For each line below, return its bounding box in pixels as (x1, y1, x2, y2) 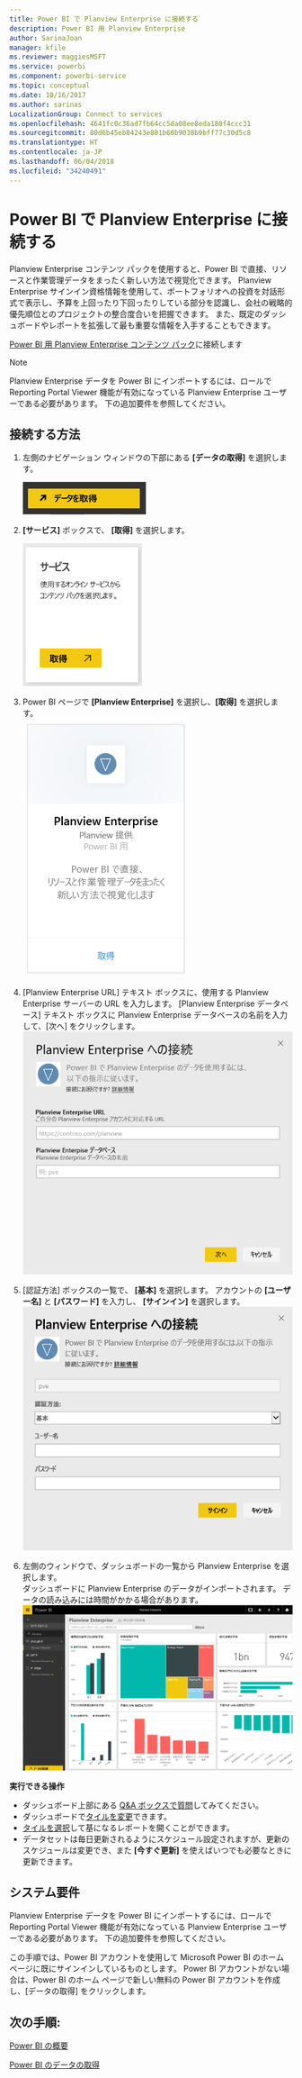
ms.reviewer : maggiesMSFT (9, 52, 106, 62)
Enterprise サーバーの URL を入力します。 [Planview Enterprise (22, 998, 255, 1009)
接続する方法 (9, 426, 81, 441)
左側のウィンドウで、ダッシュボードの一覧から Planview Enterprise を (22, 1560, 281, 1571)
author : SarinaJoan (9, 33, 83, 42)
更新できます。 (22, 1856, 78, 1866)
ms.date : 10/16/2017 (9, 90, 87, 99)
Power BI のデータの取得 (9, 2059, 101, 2071)
